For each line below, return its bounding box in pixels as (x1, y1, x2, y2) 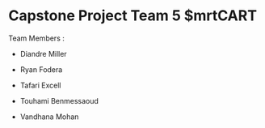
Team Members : (8, 33, 65, 43)
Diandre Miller (19, 49, 67, 58)
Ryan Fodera (19, 64, 63, 75)
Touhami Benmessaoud (19, 96, 99, 105)
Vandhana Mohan (19, 112, 79, 122)
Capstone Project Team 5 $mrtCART (8, 6, 257, 25)
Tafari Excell (19, 80, 61, 90)
